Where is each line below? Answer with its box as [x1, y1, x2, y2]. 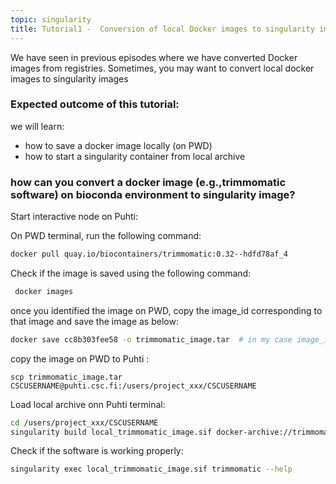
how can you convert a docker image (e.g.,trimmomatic [10, 175, 287, 189]
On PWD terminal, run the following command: [10, 230, 202, 242]
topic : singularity [10, 14, 92, 25]
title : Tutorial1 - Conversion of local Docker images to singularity [10, 24, 315, 34]
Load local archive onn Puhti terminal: [10, 398, 166, 410]
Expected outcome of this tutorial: [10, 97, 180, 111]
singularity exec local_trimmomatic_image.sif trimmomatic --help [10, 464, 293, 475]
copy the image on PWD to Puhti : [10, 352, 150, 365]
